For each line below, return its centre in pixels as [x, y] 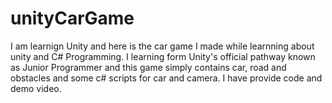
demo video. [36, 88]
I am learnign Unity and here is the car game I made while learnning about [162, 46]
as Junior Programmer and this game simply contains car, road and [148, 67]
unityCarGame [72, 18]
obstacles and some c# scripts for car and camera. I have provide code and [166, 78]
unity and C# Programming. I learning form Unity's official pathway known [163, 56]
